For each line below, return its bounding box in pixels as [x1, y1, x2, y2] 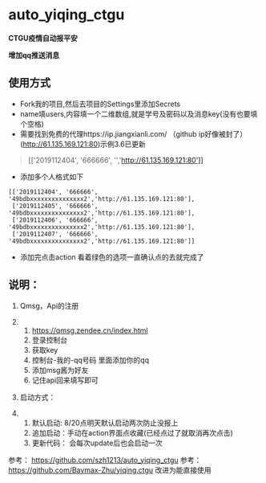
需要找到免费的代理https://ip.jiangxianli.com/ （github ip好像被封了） [19, 129, 248, 138]
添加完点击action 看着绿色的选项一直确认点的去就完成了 [19, 252, 204, 262]
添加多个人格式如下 [19, 171, 84, 182]
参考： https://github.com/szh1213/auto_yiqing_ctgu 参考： [8, 455, 202, 465]
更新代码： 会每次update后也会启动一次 [31, 438, 163, 448]
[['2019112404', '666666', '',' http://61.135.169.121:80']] [27, 155, 204, 165]
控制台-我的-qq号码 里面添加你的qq [31, 355, 150, 365]
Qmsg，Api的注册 [19, 301, 79, 310]
